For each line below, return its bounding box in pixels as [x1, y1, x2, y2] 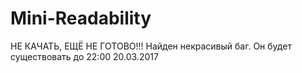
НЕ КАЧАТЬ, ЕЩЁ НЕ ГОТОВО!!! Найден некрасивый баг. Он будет [10, 40, 292, 52]
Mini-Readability [10, 7, 152, 30]
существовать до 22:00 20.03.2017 [10, 50, 159, 62]
